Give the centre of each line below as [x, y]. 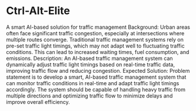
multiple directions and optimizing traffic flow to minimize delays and [89, 96]
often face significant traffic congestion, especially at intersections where [95, 33]
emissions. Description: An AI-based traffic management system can [89, 58]
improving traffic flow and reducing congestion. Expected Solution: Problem [98, 70]
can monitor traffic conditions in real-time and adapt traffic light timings [93, 83]
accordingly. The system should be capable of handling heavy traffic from [96, 89]
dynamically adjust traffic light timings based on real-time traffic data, [91, 64]
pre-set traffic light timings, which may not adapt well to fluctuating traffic [95, 46]
